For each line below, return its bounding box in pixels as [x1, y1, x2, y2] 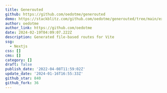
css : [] [5, 48, 21, 53]
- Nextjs [9, 44, 28, 49]
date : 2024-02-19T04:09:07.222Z [5, 30, 72, 35]
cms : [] [5, 53, 21, 58]
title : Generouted [5, 7, 43, 12]
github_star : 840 [5, 76, 41, 81]
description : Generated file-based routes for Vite [5, 35, 114, 40]
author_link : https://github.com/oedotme [5, 26, 92, 31]
